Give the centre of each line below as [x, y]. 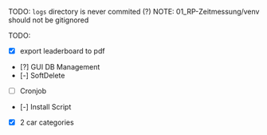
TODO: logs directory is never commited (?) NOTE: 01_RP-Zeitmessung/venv [134, 12]
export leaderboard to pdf [62, 51]
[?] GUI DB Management [60, 67]
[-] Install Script [45, 107]
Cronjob [33, 91]
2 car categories [47, 122]
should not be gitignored [49, 20]
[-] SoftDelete [42, 76]
